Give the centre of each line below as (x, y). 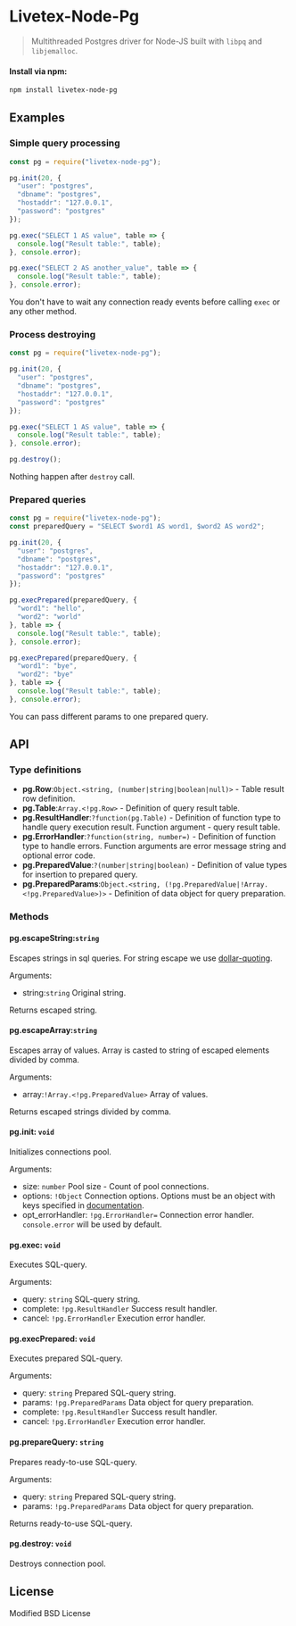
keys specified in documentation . (83, 1205)
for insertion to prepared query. (80, 875)
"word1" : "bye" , (47, 666)
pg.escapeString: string (54, 938)
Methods (29, 917)
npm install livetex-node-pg (63, 90)
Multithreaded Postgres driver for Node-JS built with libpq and (147, 41)
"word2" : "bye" (45, 675)
